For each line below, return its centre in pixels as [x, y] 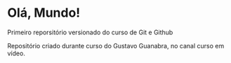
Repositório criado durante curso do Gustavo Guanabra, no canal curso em [116, 45]
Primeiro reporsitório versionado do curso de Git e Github [90, 32]
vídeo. [16, 53]
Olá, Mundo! [44, 13]
